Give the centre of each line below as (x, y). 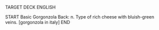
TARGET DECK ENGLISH (30, 7)
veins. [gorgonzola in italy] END (38, 22)
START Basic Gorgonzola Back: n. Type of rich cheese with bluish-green (80, 17)
